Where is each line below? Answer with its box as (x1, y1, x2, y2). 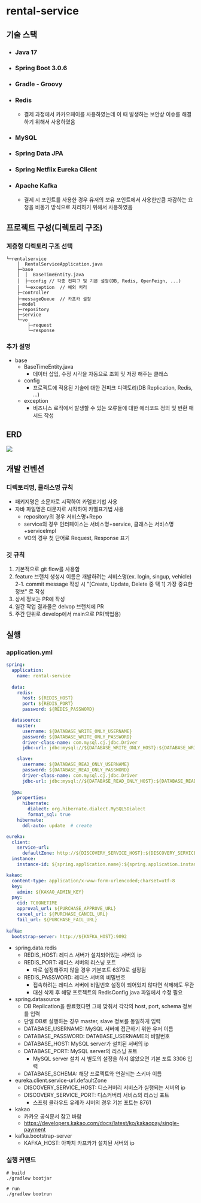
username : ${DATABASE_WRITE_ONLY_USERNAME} (22, 728, 133, 734)
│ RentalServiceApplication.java (17, 261, 103, 267)
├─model (17, 301, 36, 307)
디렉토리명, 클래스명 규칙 (6, 483, 74, 492)
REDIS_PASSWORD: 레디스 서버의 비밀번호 (23, 974, 126, 981)
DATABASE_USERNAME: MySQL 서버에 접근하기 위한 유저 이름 (23, 1025, 173, 1032)
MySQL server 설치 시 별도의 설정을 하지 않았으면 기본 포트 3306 (32, 1055, 187, 1062)
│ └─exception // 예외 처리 (17, 285, 87, 291)
